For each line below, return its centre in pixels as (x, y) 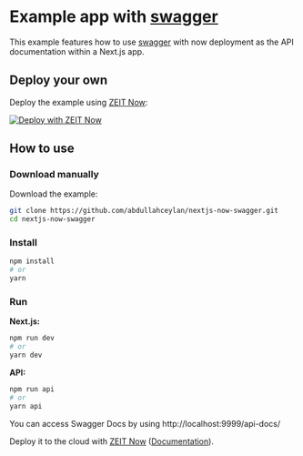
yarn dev (26, 355)
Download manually (55, 175)
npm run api (32, 390)
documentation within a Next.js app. (77, 51)
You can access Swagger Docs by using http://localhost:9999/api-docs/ (145, 423)
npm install (32, 261)
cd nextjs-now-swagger (52, 219)
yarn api (26, 406)
